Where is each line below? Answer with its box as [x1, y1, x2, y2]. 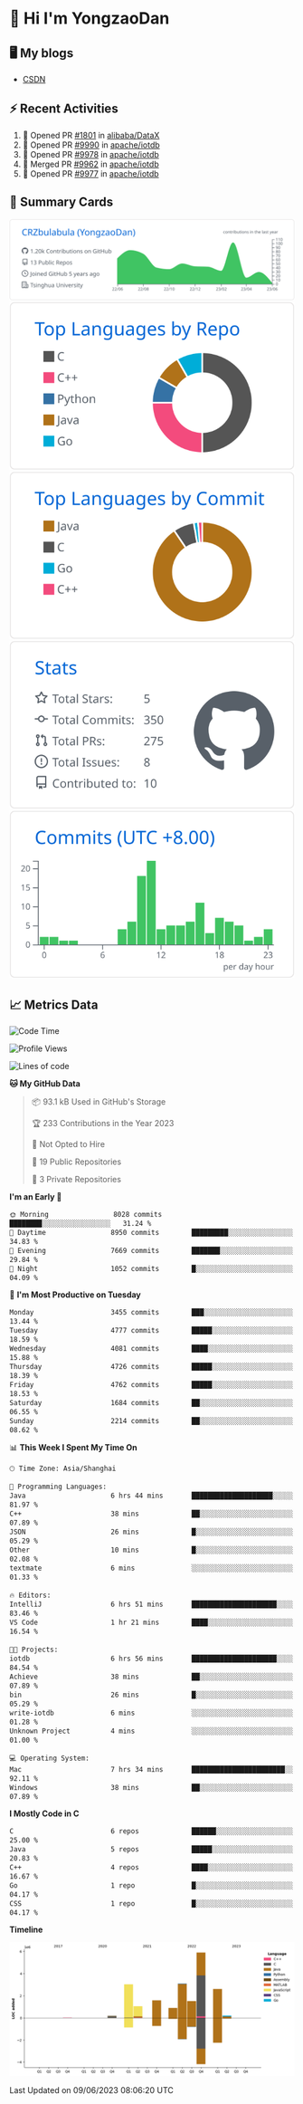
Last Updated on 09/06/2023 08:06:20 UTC [9, 2085, 175, 2096]
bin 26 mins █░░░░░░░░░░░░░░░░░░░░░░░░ [9, 1690, 294, 1700]
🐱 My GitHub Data [9, 1078, 81, 1089]
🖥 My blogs [9, 45, 74, 61]
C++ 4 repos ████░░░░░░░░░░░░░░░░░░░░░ [9, 1863, 294, 1872]
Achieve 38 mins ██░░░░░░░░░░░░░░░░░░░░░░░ [9, 1672, 294, 1682]
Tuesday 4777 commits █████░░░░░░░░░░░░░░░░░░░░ [9, 1326, 294, 1335]
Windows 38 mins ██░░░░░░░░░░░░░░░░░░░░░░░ [9, 1784, 294, 1793]
